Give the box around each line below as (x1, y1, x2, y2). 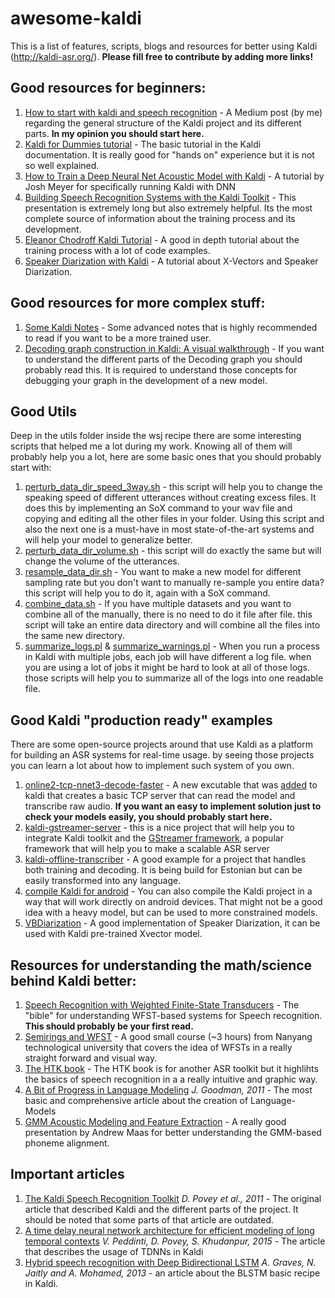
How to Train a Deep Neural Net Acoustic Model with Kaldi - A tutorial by (24, 170, 325, 182)
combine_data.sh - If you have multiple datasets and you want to (24, 598, 292, 610)
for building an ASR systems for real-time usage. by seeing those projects (10, 749, 315, 761)
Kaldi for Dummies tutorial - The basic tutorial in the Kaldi (24, 138, 262, 150)
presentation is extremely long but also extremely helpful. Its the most (24, 202, 313, 214)
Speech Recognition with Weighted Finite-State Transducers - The (24, 999, 300, 1011)
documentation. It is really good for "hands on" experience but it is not (24, 148, 315, 161)
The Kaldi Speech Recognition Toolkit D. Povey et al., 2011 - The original (24, 1192, 322, 1204)
